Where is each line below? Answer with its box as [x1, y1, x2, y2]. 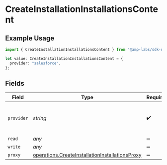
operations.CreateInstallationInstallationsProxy [33, 152, 142, 159]
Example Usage [5, 34, 55, 42]
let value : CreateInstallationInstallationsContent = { [5, 56, 123, 61]
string [33, 115, 47, 122]
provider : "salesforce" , [9, 61, 61, 66]
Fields [5, 79, 25, 88]
